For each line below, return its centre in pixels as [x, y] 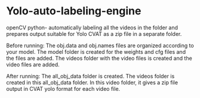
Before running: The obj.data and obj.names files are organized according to [100, 45]
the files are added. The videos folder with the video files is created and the [99, 58]
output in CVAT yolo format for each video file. [63, 88]
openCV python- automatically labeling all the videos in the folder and [92, 27]
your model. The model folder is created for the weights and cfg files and [96, 51]
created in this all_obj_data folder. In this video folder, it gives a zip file [92, 82]
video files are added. [33, 65]
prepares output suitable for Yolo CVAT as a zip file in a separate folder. [94, 33]
